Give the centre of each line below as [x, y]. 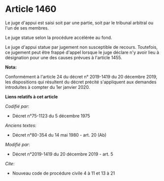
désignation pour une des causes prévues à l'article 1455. [64, 57]
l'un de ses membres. [27, 28]
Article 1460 [31, 9]
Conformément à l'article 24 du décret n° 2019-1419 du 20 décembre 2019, [81, 76]
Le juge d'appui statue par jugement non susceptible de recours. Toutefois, [82, 47]
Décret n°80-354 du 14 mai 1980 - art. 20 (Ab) [59, 135]
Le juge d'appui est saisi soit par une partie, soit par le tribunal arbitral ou [79, 23]
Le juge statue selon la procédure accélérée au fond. [59, 37]
